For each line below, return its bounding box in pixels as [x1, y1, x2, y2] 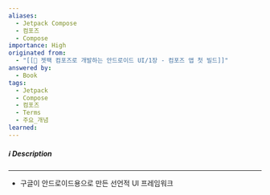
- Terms [15, 109, 42, 117]
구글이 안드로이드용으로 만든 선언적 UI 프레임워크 [19, 178, 174, 188]
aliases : [8, 11, 38, 20]
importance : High [8, 42, 67, 50]
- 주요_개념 [15, 116, 49, 124]
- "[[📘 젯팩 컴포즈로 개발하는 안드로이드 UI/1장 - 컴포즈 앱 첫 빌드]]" [15, 57, 229, 65]
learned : [8, 124, 38, 132]
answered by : [8, 64, 52, 72]
